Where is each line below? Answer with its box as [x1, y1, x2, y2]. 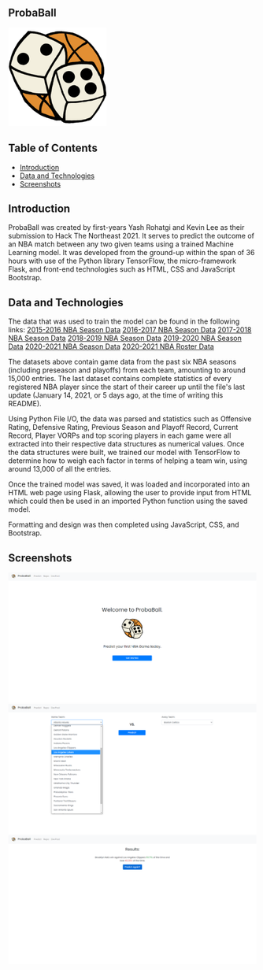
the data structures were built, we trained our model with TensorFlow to [8, 448, 240, 457]
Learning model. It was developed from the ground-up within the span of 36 [8, 248, 255, 257]
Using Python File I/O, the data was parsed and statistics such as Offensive [8, 414, 252, 424]
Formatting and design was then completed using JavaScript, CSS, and [8, 520, 239, 530]
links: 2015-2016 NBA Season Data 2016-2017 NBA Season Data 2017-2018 [8, 325, 252, 335]
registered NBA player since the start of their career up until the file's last [8, 382, 246, 392]
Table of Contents [8, 142, 98, 155]
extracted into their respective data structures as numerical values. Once [8, 439, 245, 449]
